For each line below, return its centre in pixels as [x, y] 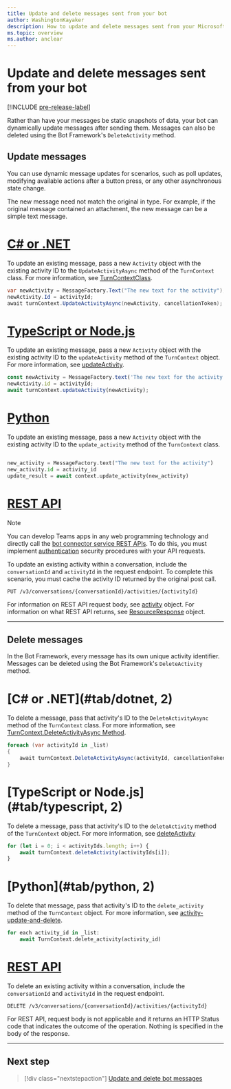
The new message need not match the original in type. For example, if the [111, 202]
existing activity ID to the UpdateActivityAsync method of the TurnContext [111, 271]
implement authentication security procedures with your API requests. [106, 551]
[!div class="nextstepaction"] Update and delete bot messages [113, 1078]
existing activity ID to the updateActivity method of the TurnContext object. [113, 357]
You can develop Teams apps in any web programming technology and [108, 536]
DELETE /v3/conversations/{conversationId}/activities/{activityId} [107, 1006]
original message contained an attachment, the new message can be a [107, 208]
